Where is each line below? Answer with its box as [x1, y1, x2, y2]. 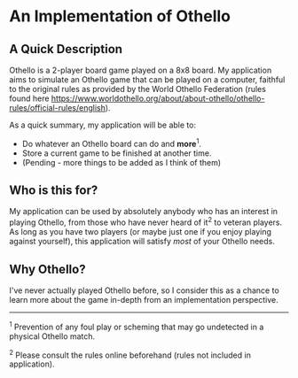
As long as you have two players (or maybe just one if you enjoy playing [9, 227, 272, 237]
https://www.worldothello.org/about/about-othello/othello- [51, 93, 265, 104]
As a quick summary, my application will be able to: [9, 120, 197, 130]
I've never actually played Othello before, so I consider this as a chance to [9, 285, 279, 296]
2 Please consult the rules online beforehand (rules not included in [9, 348, 251, 360]
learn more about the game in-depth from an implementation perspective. [9, 294, 278, 305]
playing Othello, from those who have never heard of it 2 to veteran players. [9, 215, 283, 228]
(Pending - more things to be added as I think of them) [21, 157, 222, 167]
